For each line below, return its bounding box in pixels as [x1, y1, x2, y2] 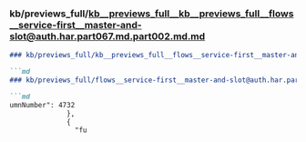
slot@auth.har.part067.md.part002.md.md [9, 30, 206, 43]
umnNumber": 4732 [9, 100, 76, 109]
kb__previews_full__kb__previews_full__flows [87, 7, 294, 20]
